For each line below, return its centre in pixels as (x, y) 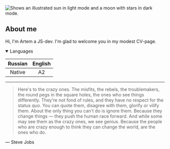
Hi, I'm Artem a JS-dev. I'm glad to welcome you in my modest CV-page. (81, 41)
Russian (18, 64)
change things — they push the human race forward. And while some (90, 116)
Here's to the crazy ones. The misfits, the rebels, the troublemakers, (89, 89)
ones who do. (32, 132)
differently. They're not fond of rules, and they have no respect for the (91, 100)
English (41, 64)
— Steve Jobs (20, 142)
